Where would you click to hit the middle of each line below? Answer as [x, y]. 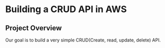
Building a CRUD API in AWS [66, 9]
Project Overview [34, 28]
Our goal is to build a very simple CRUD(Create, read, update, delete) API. [83, 40]
